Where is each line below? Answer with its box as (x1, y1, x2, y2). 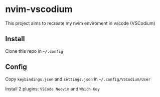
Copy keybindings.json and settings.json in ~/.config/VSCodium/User (5, 76, 151, 82)
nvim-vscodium (5, 4, 73, 15)
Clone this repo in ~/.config (5, 48, 64, 54)
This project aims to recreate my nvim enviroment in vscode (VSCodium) (5, 20, 155, 26)
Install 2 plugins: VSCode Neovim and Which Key (5, 85, 100, 91)
